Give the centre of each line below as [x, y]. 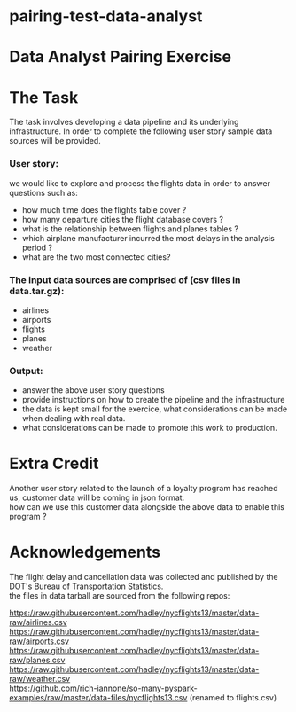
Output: [26, 371]
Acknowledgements [85, 552]
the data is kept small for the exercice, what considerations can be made [155, 409]
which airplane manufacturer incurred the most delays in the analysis [148, 238]
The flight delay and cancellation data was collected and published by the [144, 577]
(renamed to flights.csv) [233, 698]
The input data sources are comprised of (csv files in [125, 279]
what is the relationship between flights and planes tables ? [130, 229]
